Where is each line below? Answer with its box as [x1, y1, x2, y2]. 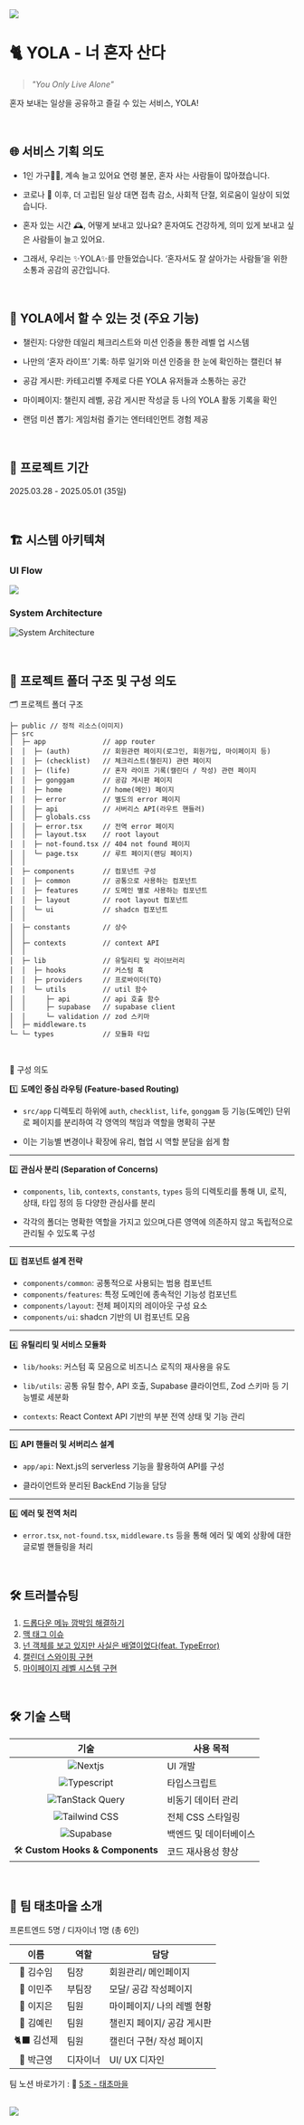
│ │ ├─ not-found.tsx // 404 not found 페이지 [9, 840, 191, 849]
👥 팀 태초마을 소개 [9, 1899, 102, 1914]
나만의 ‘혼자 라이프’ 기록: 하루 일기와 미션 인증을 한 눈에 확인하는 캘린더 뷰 [22, 356, 282, 367]
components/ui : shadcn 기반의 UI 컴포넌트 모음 [22, 1311, 191, 1322]
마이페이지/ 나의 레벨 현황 [109, 1999, 213, 2012]
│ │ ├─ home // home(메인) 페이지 [9, 786, 175, 795]
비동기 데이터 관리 [166, 1794, 240, 1806]
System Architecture [9, 606, 103, 619]
